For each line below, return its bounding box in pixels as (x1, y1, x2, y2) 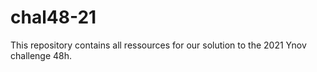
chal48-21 (10, 6, 97, 29)
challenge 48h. (10, 49, 73, 61)
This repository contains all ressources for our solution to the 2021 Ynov (10, 39, 307, 51)
